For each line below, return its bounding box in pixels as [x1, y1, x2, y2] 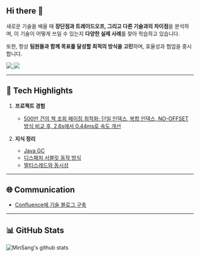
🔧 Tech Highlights [6, 86, 73, 96]
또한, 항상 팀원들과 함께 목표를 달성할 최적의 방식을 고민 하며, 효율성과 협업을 [6, 42, 181, 49]
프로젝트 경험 [14, 102, 46, 109]
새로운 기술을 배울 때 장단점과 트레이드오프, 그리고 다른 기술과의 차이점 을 [6, 22, 174, 30]
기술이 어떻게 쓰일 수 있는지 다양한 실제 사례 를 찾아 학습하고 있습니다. [20, 30, 180, 37]
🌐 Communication [6, 185, 76, 195]
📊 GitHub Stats [6, 225, 64, 236]
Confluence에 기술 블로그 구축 [14, 201, 86, 209]
